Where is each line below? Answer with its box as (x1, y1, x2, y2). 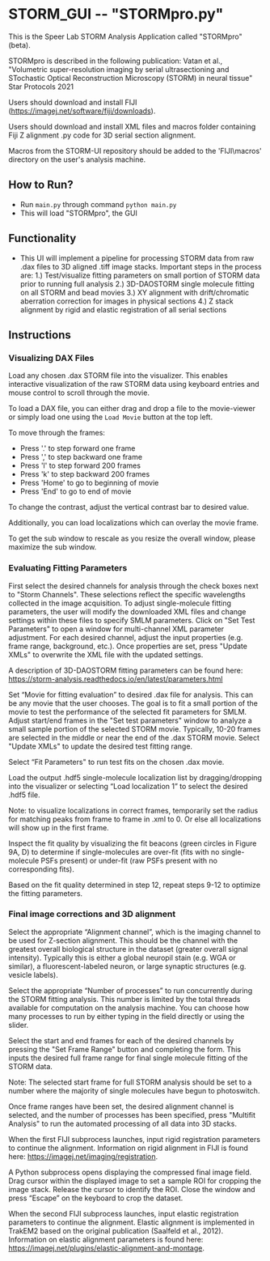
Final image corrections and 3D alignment (8, 908, 176, 919)
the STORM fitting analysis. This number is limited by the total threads (8, 994, 241, 1004)
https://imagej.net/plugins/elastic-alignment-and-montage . (8, 1243, 205, 1253)
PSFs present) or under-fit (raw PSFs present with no (40, 856, 218, 865)
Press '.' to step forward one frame (19, 444, 136, 453)
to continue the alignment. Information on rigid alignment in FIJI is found (8, 1143, 249, 1153)
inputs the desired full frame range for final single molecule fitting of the (8, 1053, 248, 1063)
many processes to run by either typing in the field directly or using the (8, 1011, 245, 1021)
